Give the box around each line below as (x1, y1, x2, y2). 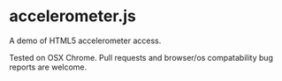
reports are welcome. (9, 62, 88, 72)
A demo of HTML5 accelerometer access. (9, 35, 162, 46)
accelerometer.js (9, 6, 137, 26)
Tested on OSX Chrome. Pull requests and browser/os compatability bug (9, 52, 274, 63)
